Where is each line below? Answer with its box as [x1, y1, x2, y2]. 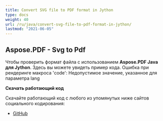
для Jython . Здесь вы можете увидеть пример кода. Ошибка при [5, 64, 149, 70]
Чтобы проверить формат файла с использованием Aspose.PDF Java [5, 59, 158, 65]
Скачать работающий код [5, 85, 64, 91]
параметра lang [5, 75, 40, 81]
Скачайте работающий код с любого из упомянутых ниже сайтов [5, 95, 150, 101]
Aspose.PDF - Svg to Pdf [5, 45, 86, 54]
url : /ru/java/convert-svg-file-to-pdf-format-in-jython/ [5, 21, 132, 27]
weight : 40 [5, 17, 29, 22]
